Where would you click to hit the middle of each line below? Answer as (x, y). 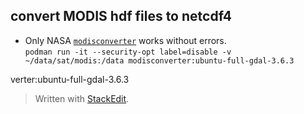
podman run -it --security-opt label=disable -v (128, 52)
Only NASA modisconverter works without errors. (125, 40)
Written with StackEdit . (82, 98)
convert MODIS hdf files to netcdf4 (121, 16)
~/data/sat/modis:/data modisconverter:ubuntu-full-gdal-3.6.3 (159, 60)
